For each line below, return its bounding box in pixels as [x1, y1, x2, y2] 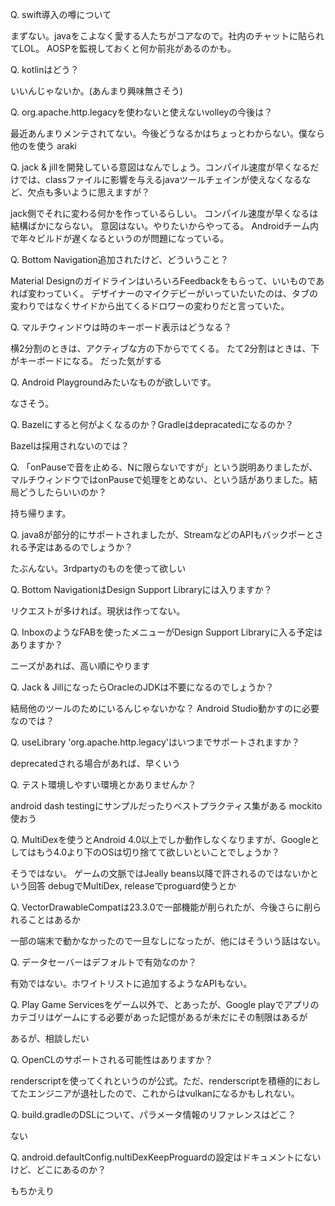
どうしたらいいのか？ [18, 486, 107, 498]
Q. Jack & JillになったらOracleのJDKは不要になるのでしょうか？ [10, 681, 275, 693]
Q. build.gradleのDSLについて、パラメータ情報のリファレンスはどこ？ [10, 1109, 297, 1120]
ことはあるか [27, 914, 81, 925]
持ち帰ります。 [10, 508, 72, 519]
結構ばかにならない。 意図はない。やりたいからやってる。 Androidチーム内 [10, 220, 319, 232]
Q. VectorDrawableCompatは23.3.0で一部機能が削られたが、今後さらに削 [10, 901, 313, 913]
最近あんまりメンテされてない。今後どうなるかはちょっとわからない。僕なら [10, 128, 326, 139]
